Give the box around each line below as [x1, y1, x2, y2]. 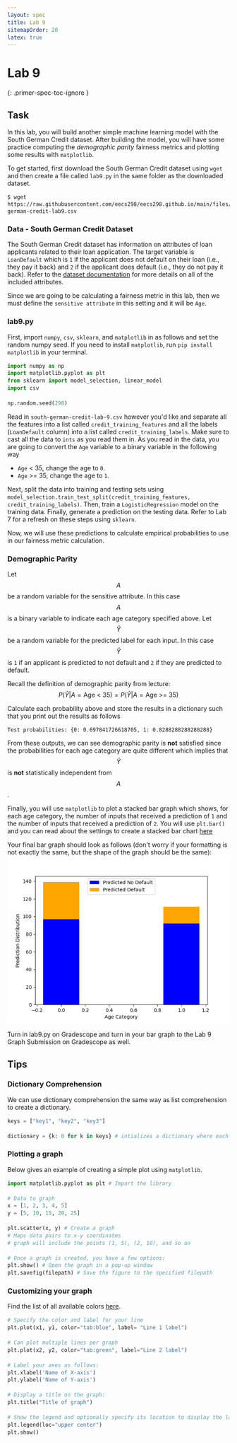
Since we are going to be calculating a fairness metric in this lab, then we [7, 291, 220, 300]
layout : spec [7, 11, 46, 18]
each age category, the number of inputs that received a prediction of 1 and [7, 812, 228, 821]
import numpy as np [7, 362, 65, 369]
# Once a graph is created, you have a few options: [7, 1254, 166, 1262]
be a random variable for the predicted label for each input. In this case [7, 637, 214, 645]
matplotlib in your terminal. [7, 347, 88, 357]
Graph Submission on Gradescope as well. [7, 1038, 131, 1046]
